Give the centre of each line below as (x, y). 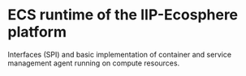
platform (37, 32)
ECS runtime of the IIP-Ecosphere (123, 15)
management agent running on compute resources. (94, 63)
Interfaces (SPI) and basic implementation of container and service (120, 54)
